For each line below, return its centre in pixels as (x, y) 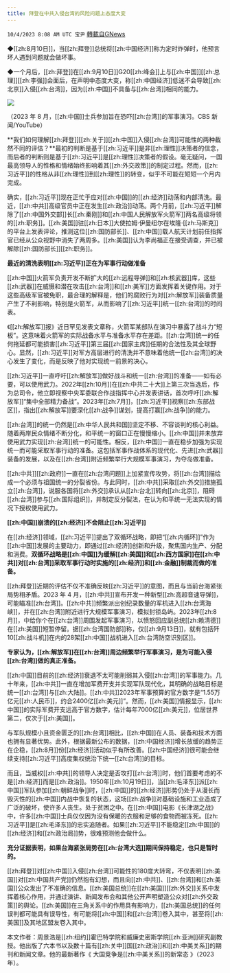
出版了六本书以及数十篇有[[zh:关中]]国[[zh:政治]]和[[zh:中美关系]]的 (120, 946)
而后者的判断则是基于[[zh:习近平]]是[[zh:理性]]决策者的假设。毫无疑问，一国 (115, 157)
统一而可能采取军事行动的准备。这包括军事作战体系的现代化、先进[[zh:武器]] (115, 450)
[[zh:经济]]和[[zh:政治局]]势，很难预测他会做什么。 (79, 833)
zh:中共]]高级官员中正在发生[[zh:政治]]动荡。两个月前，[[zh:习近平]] (120, 205)
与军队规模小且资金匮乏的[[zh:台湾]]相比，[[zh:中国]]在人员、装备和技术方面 (115, 733)
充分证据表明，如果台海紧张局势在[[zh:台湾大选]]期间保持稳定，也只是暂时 (113, 847)
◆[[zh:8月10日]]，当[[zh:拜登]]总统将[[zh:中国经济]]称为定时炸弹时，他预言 (114, 48)
